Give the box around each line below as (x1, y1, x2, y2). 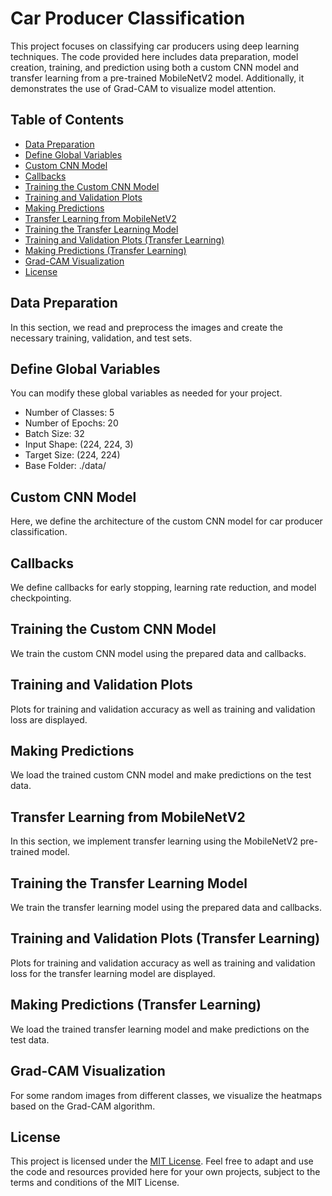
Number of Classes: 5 (24, 407, 115, 419)
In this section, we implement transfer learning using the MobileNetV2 (10, 835, 298, 847)
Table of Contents (10, 112, 125, 129)
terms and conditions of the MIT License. (10, 1177, 180, 1189)
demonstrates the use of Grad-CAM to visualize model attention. (10, 82, 277, 94)
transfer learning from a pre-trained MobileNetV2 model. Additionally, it (10, 72, 305, 84)
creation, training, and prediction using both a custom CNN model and (10, 61, 300, 73)
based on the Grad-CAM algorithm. (10, 1100, 156, 1112)
